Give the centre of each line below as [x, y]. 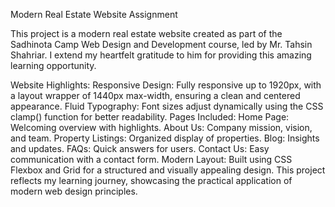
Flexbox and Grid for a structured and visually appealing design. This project [168, 170]
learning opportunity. [53, 65]
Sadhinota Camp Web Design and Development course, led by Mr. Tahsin [161, 44]
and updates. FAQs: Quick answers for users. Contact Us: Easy [140, 148]
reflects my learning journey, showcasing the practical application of [151, 180]
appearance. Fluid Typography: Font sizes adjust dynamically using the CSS [167, 106]
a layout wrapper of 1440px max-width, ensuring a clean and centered [155, 95]
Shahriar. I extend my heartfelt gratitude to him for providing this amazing [161, 55]
